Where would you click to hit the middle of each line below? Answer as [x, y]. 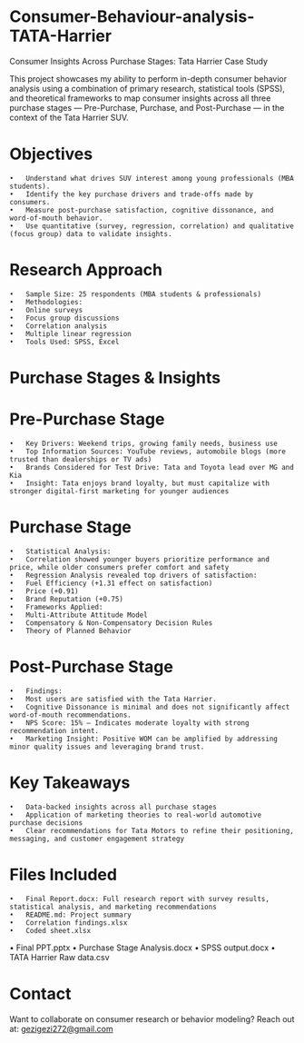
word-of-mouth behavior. [56, 218]
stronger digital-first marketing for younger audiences [119, 491]
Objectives [51, 154]
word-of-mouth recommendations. [70, 715]
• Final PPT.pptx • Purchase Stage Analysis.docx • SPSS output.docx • [142, 948]
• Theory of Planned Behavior [70, 631]
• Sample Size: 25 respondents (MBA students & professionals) [135, 294]
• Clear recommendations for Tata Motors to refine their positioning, [152, 830]
